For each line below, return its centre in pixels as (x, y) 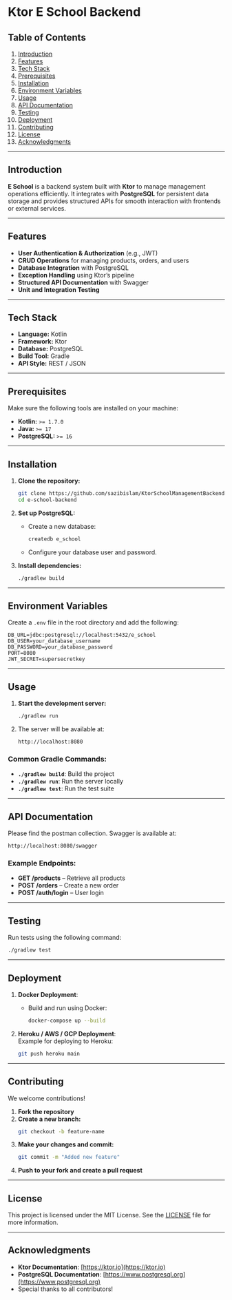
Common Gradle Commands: (57, 759)
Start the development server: (62, 704)
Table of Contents (47, 38)
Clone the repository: (49, 481)
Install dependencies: (50, 565)
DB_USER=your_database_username (54, 641)
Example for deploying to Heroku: (65, 1041)
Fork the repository (46, 1111)
